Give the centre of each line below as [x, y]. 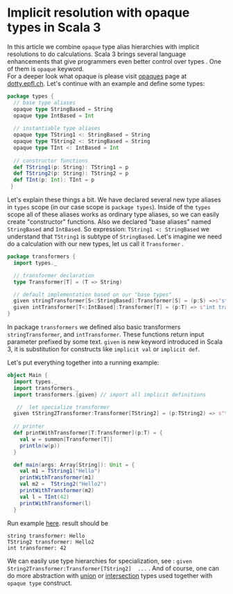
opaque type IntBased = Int [54, 116]
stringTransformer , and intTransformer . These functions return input [106, 335]
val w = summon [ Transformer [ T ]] [66, 439]
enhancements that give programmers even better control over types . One [114, 61]
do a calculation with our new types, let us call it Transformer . [96, 244]
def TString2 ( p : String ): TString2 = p [71, 174]
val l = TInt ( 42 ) [45, 497]
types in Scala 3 [54, 27]
